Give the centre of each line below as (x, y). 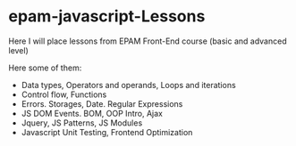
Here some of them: (45, 68)
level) (18, 50)
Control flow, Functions (64, 94)
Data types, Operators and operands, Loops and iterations (128, 85)
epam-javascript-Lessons (107, 16)
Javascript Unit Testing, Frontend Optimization (107, 132)
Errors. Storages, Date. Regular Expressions (102, 103)
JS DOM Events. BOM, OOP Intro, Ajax (92, 113)
